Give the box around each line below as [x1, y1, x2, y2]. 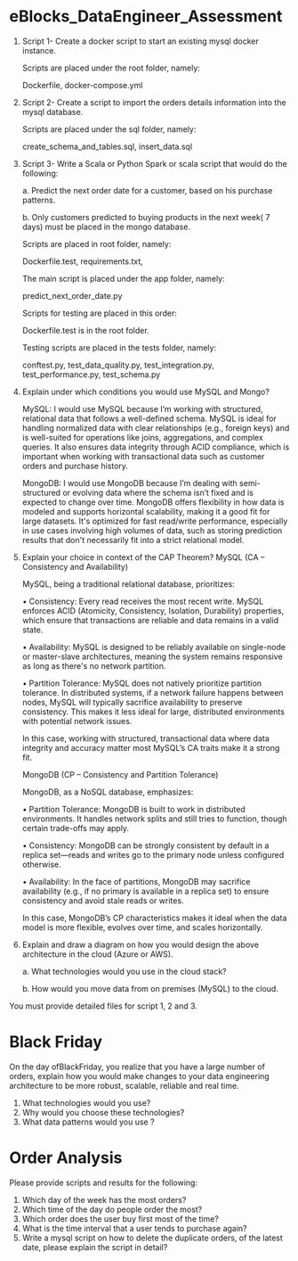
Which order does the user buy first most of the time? [21, 1213, 220, 1224]
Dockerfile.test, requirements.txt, [21, 256, 144, 267]
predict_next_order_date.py [21, 290, 123, 301]
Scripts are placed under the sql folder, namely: [21, 123, 197, 135]
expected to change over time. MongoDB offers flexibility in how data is [21, 497, 285, 507]
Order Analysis [9, 1148, 123, 1168]
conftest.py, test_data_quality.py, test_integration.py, [21, 359, 215, 370]
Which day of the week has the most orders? [21, 1194, 187, 1205]
